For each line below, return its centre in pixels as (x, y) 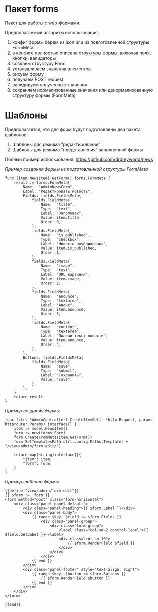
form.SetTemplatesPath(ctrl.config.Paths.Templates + (71, 442)
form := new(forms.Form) (40, 433)
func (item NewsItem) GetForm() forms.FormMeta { (58, 178)
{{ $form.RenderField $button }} (76, 578)
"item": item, (38, 459)
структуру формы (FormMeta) (44, 95)
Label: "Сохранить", (62, 375)
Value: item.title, (61, 218)
